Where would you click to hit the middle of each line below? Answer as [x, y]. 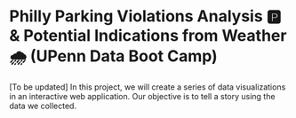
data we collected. [43, 106]
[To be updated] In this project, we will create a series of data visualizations [148, 87]
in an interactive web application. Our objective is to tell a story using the [142, 96]
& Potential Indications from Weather [148, 36]
